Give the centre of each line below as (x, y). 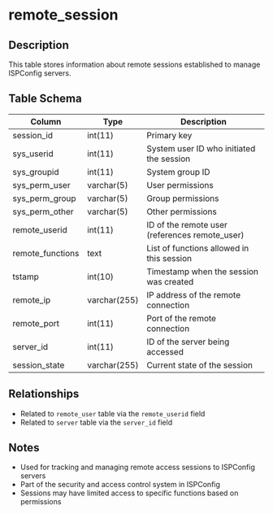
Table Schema (45, 99)
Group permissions (182, 198)
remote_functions (46, 253)
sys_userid (33, 154)
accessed (165, 351)
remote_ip (32, 300)
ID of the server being (188, 342)
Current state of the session (199, 365)
